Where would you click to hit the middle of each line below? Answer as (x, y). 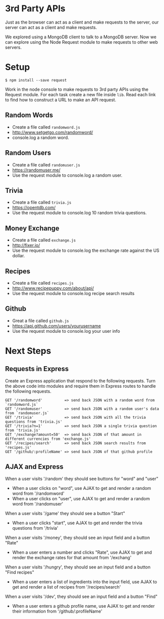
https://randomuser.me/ (36, 170)
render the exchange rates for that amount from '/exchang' (72, 557)
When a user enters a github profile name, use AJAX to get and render (83, 606)
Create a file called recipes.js (43, 283)
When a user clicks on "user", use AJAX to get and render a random (81, 498)
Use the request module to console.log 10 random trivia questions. (79, 213)
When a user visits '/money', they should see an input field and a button (78, 538)
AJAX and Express (34, 467)
